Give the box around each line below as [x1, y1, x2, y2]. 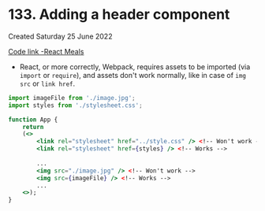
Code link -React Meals [8, 46, 84, 56]
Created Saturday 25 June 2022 [8, 31, 113, 41]
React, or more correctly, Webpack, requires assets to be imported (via [19, 61, 251, 72]
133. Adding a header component [8, 6, 230, 24]
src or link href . [19, 79, 76, 88]
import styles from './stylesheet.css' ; [8, 101, 144, 109]
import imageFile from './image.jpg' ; [8, 94, 136, 102]
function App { [8, 116, 58, 124]
